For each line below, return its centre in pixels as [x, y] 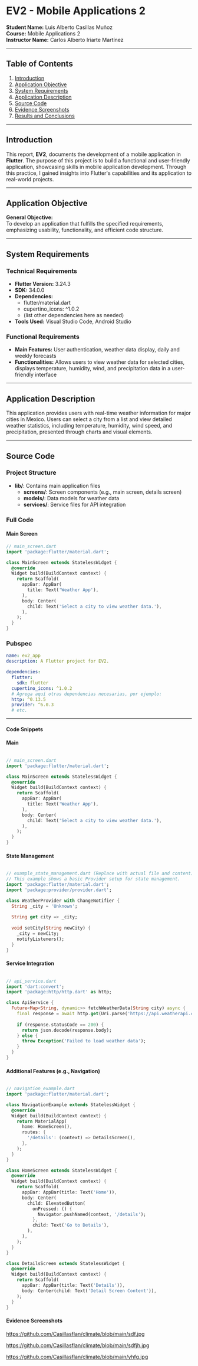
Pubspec [19, 644]
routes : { [34, 1132]
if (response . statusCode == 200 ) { [60, 1025]
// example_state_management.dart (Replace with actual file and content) [100, 873]
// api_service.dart [32, 981]
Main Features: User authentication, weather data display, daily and [97, 350]
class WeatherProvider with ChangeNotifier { [63, 901]
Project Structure [31, 472]
